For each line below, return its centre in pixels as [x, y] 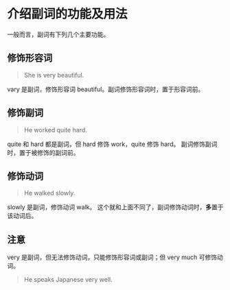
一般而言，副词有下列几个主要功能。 [58, 34]
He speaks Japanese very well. [68, 280]
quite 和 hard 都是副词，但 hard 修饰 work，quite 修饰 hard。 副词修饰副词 [112, 144]
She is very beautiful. [54, 75]
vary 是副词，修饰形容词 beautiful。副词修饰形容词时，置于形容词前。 [106, 89]
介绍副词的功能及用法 [68, 14]
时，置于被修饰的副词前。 [43, 152]
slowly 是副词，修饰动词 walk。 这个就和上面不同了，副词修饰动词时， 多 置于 [115, 207]
